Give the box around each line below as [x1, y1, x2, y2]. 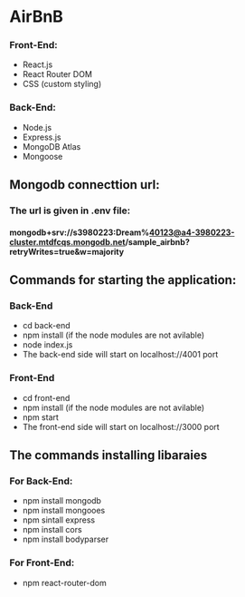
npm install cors [22, 524, 83, 535]
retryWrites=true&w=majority [9, 246, 125, 257]
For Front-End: [9, 556, 75, 569]
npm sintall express [22, 514, 96, 525]
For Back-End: [9, 475, 73, 487]
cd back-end [22, 320, 71, 331]
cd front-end [22, 392, 71, 403]
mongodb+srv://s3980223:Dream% [9, 227, 150, 238]
